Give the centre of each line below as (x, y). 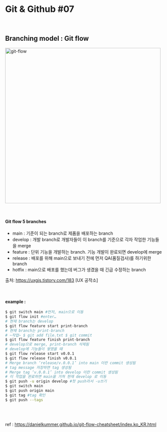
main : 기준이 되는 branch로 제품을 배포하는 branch (63, 233)
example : (16, 301)
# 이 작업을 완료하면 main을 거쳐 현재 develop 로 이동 (56, 377)
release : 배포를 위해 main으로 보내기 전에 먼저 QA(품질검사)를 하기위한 (82, 258)
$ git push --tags (24, 400)
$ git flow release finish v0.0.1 (41, 358)
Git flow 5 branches (26, 222)
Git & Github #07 (40, 9)
